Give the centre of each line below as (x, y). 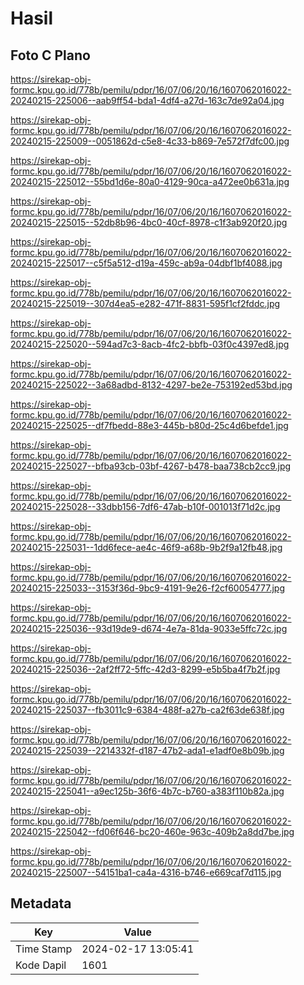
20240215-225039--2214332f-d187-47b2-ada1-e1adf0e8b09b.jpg (147, 750)
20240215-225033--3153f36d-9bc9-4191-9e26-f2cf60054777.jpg (148, 588)
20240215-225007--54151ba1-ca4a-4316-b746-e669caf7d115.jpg (146, 872)
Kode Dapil (41, 965)
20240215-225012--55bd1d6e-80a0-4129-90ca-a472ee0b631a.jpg (150, 181)
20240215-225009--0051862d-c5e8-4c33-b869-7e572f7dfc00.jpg (150, 141)
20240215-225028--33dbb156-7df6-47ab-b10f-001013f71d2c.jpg (145, 506)
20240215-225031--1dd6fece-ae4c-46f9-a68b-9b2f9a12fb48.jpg (146, 547)
